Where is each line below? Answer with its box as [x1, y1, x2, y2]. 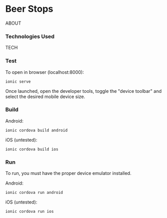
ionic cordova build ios [5, 147, 59, 152]
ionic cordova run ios [5, 209, 54, 214]
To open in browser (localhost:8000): [5, 69, 84, 75]
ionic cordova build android [5, 128, 68, 133]
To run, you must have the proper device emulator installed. [5, 170, 132, 176]
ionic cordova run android [5, 190, 63, 195]
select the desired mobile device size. [5, 93, 86, 100]
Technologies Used [5, 33, 55, 40]
